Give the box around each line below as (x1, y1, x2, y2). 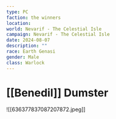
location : (6, 20, 32, 26)
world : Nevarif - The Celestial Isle (6, 25, 102, 32)
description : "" (6, 43, 47, 49)
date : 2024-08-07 (6, 37, 50, 43)
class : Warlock (6, 59, 45, 66)
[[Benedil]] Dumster (6, 86, 109, 100)
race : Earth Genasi (6, 49, 56, 55)
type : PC (6, 8, 29, 15)
